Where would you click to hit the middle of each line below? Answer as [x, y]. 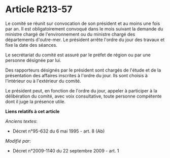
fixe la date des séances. [31, 45]
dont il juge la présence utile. [36, 101]
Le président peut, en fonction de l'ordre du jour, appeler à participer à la [81, 90]
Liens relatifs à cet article [32, 111]
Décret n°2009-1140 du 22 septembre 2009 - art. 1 [66, 150]
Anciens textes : [22, 121]
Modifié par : [18, 141]
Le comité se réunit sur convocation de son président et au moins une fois [83, 23]
